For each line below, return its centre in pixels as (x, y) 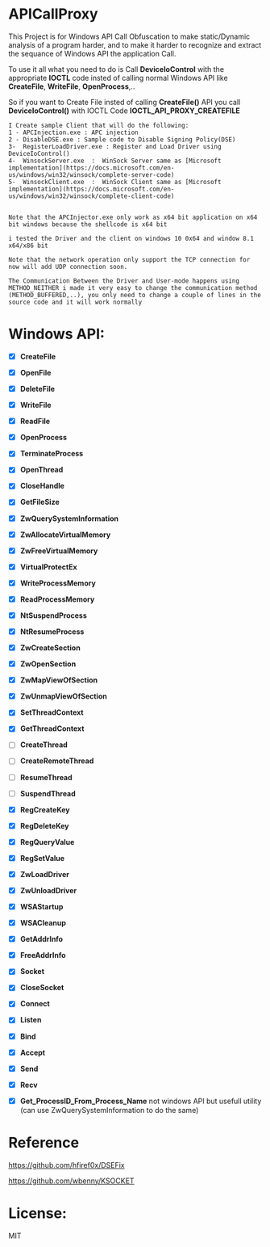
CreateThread (44, 745)
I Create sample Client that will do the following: (99, 125)
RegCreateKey (45, 809)
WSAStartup (42, 907)
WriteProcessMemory (58, 583)
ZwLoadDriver (45, 874)
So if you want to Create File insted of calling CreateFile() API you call (125, 102)
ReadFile (35, 422)
